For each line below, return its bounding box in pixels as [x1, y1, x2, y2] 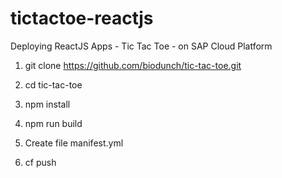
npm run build [24, 117, 83, 129]
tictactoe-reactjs [10, 7, 154, 30]
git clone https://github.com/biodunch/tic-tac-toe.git [24, 59, 242, 71]
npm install [24, 98, 71, 110]
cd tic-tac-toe [24, 78, 83, 91]
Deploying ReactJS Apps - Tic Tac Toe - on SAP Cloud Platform [10, 40, 273, 52]
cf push [24, 156, 57, 168]
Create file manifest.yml [24, 137, 124, 149]
